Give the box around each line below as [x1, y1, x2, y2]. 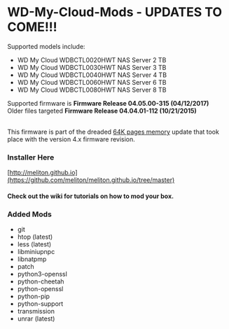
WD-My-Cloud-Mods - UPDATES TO [7, 4, 223, 20]
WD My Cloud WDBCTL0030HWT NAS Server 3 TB [17, 63, 167, 71]
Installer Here [7, 152, 55, 162]
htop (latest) [17, 232, 53, 241]
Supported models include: [7, 42, 85, 50]
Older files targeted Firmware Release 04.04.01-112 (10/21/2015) [7, 106, 197, 115]
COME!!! [7, 19, 57, 35]
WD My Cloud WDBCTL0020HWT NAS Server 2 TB [17, 55, 167, 64]
